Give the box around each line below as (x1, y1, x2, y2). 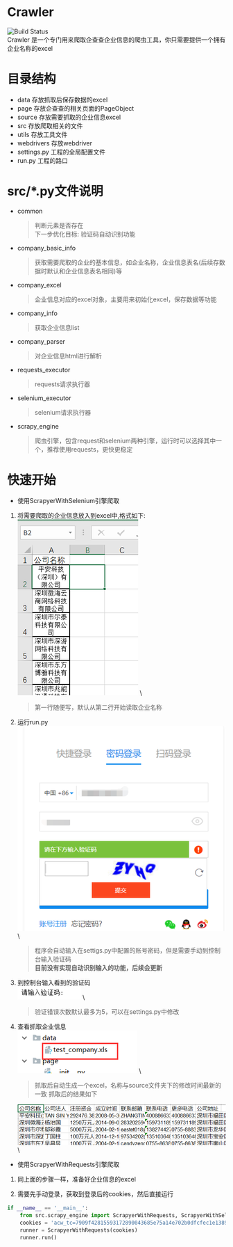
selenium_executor (17, 394, 71, 402)
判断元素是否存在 (34, 221, 84, 230)
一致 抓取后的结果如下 (34, 1090, 98, 1098)
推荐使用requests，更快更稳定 (46, 445, 133, 453)
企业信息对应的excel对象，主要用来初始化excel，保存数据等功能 (34, 295, 217, 303)
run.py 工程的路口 (17, 156, 68, 164)
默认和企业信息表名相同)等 (46, 267, 123, 275)
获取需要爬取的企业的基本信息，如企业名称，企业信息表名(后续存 (34, 258, 220, 267)
